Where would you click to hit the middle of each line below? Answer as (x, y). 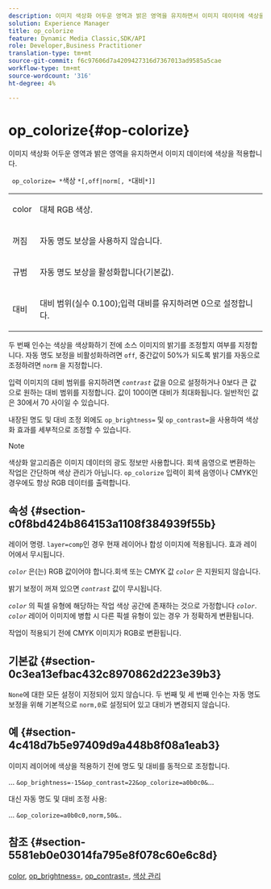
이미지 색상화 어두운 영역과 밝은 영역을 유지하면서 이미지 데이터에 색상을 (121, 153)
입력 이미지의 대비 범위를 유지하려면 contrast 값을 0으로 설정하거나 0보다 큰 (128, 382)
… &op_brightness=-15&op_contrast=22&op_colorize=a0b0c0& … (111, 782)
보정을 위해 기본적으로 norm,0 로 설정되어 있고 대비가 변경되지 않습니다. (119, 705)
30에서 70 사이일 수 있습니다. (63, 403)
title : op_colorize (41, 31)
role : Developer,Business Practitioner (75, 46)
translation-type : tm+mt (50, 53)
